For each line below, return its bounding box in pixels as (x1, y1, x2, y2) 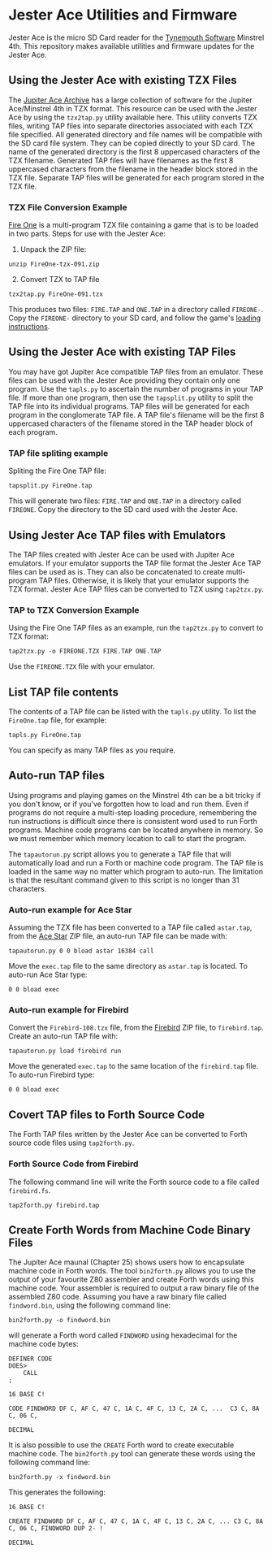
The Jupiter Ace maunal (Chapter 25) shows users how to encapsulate (8, 1257, 245, 1267)
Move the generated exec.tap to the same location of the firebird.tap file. (8, 1061, 259, 1071)
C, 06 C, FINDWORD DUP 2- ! (8, 1525, 104, 1533)
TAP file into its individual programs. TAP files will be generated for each (8, 401, 250, 411)
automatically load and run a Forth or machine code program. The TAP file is (8, 857, 264, 867)
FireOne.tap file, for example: (8, 715, 107, 725)
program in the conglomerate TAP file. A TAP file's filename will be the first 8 (8, 410, 265, 419)
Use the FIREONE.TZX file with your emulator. (8, 662, 155, 671)
